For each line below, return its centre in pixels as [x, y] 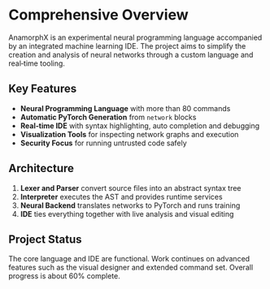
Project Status [46, 239]
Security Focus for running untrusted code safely [103, 143]
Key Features [43, 89]
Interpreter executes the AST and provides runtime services [121, 196]
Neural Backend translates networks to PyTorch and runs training [130, 205]
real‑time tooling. [37, 63]
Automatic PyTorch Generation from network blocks [108, 117]
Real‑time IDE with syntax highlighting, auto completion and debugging [140, 125]
